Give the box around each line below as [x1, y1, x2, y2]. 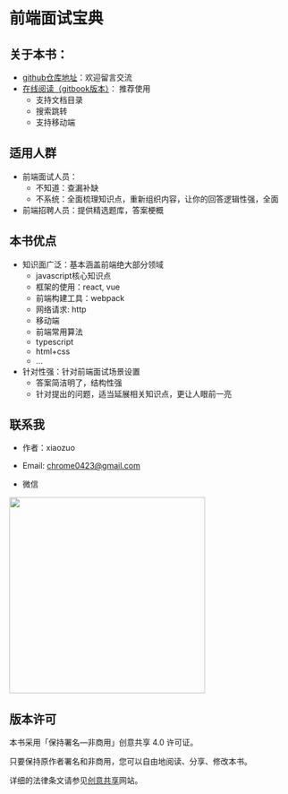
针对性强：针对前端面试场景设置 [21, 366, 140, 376]
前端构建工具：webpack [35, 292, 125, 303]
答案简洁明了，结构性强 [35, 377, 123, 388]
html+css [35, 346, 71, 357]
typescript [35, 336, 74, 347]
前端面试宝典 [9, 8, 105, 29]
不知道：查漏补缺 [35, 182, 99, 193]
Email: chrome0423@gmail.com [21, 461, 140, 471]
